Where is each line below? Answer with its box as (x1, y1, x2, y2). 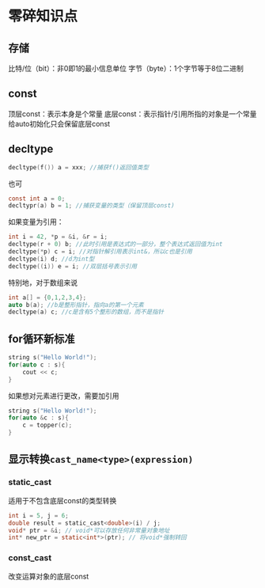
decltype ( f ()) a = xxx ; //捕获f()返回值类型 (8, 163, 149, 171)
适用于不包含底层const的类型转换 (8, 495, 117, 505)
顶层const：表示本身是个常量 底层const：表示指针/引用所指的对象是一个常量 (8, 108, 257, 119)
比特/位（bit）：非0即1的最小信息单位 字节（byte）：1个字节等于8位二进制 (8, 64, 244, 73)
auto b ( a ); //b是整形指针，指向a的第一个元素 (8, 301, 144, 309)
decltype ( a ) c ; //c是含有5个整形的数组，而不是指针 (8, 308, 165, 317)
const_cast (8, 552, 52, 563)
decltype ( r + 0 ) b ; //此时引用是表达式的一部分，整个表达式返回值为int (8, 241, 223, 248)
